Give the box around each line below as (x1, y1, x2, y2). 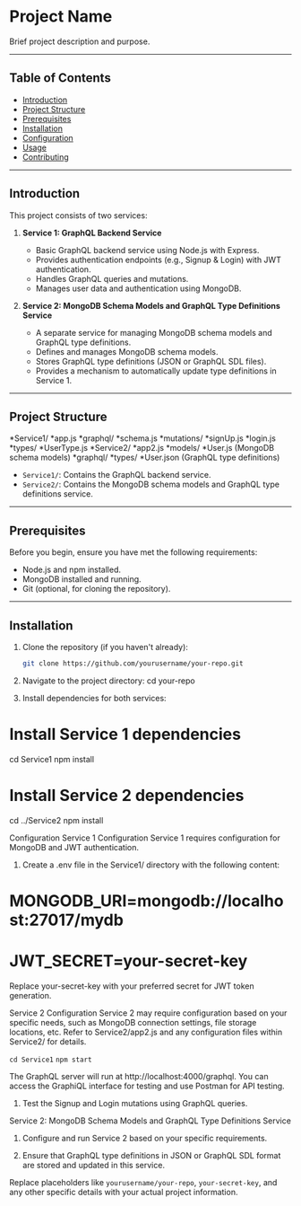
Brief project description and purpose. (9, 36, 150, 47)
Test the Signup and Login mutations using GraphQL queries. (21, 1097, 248, 1108)
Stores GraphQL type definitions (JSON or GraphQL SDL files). (35, 356, 267, 366)
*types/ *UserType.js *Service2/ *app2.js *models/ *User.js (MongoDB (9, 443, 275, 453)
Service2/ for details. (9, 1035, 87, 1047)
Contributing (21, 151, 69, 163)
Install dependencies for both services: (21, 692, 168, 703)
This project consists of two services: (9, 209, 148, 221)
